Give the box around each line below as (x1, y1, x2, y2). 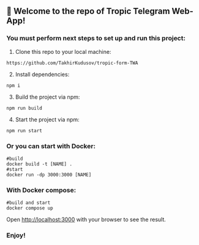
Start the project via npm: (15, 116, 80, 123)
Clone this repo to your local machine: (15, 48, 111, 55)
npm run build (6, 105, 43, 111)
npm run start (6, 127, 43, 134)
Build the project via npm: (15, 93, 80, 100)
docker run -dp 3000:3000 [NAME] (6, 171, 92, 178)
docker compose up (6, 205, 53, 211)
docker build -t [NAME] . (6, 160, 72, 167)
